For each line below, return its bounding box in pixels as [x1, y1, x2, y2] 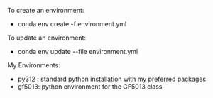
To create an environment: [7, 6, 84, 14]
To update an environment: [7, 33, 87, 42]
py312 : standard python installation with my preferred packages [17, 75, 207, 83]
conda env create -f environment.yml [17, 20, 127, 28]
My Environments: [7, 61, 60, 70]
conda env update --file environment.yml [17, 48, 138, 55]
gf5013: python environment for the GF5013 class [17, 82, 163, 91]
